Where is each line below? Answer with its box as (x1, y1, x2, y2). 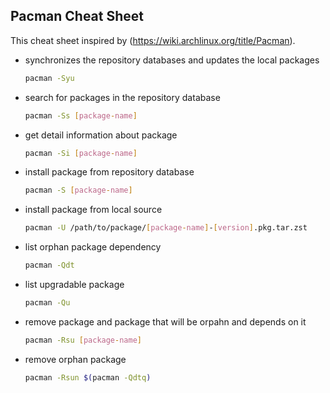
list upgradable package (24, 279, 125, 291)
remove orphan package (24, 353, 127, 365)
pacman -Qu (24, 298, 71, 308)
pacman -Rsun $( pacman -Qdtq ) (24, 372, 152, 383)
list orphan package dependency (24, 241, 162, 253)
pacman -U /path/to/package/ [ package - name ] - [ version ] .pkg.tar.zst (24, 223, 308, 233)
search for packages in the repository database (24, 91, 221, 103)
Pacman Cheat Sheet (10, 8, 145, 25)
